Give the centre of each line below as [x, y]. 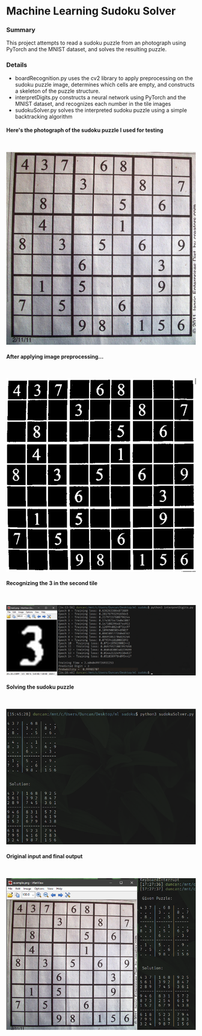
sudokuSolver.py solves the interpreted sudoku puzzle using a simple [101, 110]
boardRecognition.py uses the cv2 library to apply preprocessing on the [104, 78]
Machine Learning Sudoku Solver [91, 11]
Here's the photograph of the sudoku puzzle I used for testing [85, 130]
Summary [21, 30]
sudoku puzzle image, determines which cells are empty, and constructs [105, 84]
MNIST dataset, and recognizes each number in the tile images [93, 104]
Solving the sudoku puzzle [40, 687]
